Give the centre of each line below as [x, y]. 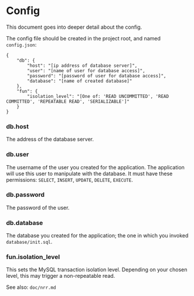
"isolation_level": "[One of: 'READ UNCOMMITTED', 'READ [98, 96]
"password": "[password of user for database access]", [97, 76]
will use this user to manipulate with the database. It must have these [89, 173]
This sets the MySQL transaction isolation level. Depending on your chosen [97, 270]
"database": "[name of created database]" [80, 81]
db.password [25, 195]
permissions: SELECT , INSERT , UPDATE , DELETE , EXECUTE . [69, 179]
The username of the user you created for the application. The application [95, 167]
